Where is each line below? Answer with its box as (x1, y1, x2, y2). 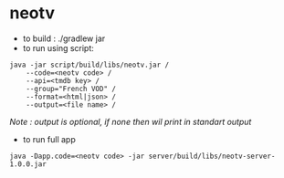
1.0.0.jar (9, 159, 47, 169)
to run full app (22, 133, 76, 144)
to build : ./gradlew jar (22, 33, 106, 44)
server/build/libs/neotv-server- (148, 152, 276, 161)
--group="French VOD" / (26, 84, 117, 93)
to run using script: (22, 42, 94, 53)
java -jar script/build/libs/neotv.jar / (9, 60, 170, 69)
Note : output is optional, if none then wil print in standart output (9, 116, 252, 127)
